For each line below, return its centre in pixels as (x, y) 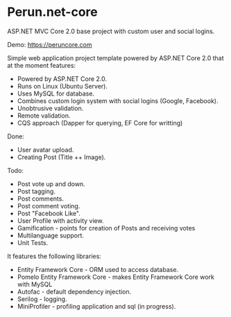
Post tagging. (36, 191)
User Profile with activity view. (60, 220)
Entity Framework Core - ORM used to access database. (98, 269)
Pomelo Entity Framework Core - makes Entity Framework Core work (116, 277)
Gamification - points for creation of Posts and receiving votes (106, 228)
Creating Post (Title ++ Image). (61, 157)
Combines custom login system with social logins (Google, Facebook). (118, 100)
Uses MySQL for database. (56, 93)
